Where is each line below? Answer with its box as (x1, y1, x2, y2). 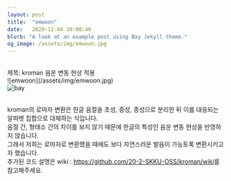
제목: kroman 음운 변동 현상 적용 (7, 69, 96, 77)
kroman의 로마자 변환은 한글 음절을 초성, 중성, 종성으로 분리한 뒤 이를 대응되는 (7, 105, 219, 114)
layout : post (7, 11, 45, 18)
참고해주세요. (7, 166, 43, 175)
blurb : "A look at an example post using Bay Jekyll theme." (7, 33, 188, 40)
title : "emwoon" (7, 18, 58, 26)
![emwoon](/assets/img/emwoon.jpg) (7, 76, 114, 85)
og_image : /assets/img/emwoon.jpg (7, 40, 108, 48)
